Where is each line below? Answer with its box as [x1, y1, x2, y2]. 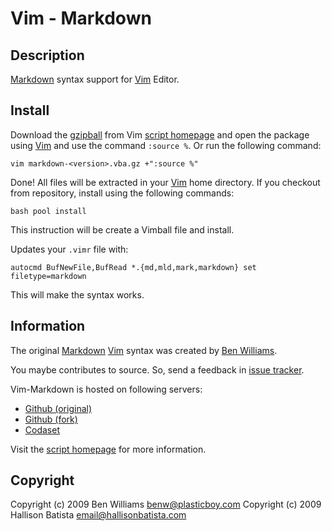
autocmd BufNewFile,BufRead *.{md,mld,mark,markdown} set [10, 262, 257, 272]
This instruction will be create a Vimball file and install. [10, 223, 235, 236]
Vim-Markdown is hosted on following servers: [10, 383, 203, 395]
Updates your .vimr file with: [10, 243, 129, 255]
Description [10, 47, 85, 64]
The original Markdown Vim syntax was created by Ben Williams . [10, 344, 278, 356]
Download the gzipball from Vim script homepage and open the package [10, 128, 310, 141]
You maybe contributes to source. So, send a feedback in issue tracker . [10, 363, 305, 376]
